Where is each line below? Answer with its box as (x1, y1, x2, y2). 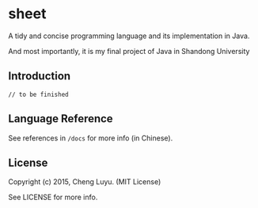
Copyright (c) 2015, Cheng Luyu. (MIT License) (8, 177, 161, 187)
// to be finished (8, 91, 69, 98)
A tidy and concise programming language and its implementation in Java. (8, 31, 250, 40)
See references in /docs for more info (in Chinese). (8, 133, 173, 143)
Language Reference (8, 112, 113, 125)
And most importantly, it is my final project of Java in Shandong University (8, 46, 250, 56)
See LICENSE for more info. (8, 192, 98, 202)
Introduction (8, 69, 71, 83)
